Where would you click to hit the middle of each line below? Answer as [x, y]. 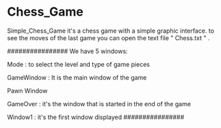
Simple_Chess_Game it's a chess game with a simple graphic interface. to [110, 31]
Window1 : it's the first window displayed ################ [96, 117]
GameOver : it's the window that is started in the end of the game [99, 103]
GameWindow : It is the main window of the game [77, 77]
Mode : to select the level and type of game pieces [79, 64]
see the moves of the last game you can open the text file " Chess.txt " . [108, 37]
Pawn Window [27, 91]
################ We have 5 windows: [67, 51]
